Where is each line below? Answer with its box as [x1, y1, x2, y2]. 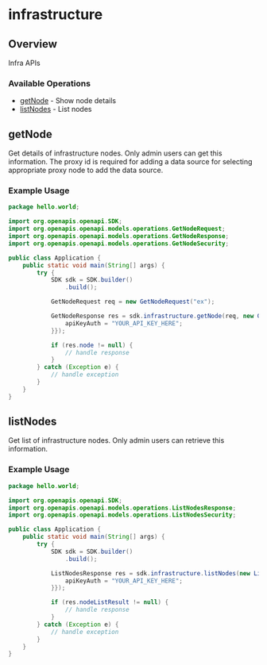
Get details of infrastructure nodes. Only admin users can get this [8, 148, 222, 158]
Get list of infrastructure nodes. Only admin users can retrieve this [8, 436, 225, 445]
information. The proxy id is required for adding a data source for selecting [8, 157, 253, 167]
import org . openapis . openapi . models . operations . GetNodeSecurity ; [8, 240, 229, 248]
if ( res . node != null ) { [50, 341, 133, 349]
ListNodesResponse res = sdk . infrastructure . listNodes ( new [50, 569, 250, 577]
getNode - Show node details [19, 96, 117, 106]
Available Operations [8, 78, 91, 89]
